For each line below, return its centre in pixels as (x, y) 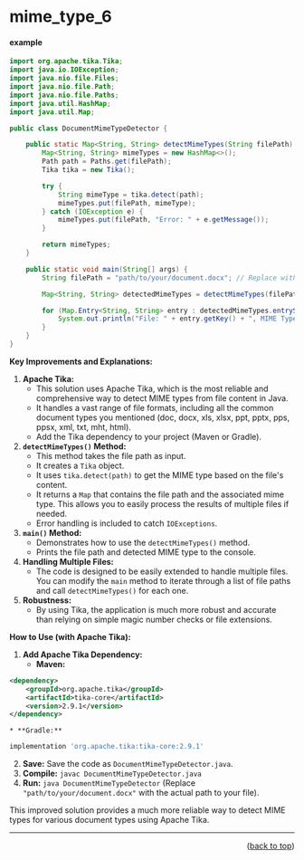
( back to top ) (271, 846)
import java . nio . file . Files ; (64, 79)
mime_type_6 (61, 17)
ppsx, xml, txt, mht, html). (83, 426)
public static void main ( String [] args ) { (107, 269)
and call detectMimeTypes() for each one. (112, 590)
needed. (52, 513)
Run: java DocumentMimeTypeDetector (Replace (109, 783)
